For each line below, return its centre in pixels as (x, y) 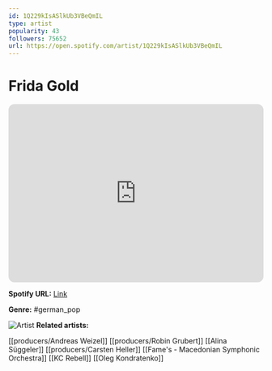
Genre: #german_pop (45, 309)
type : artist (30, 23)
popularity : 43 (34, 31)
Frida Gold (44, 86)
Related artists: (62, 326)
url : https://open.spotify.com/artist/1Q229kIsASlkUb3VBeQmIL (115, 46)
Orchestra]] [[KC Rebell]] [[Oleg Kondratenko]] (86, 358)
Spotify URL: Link (38, 294)
